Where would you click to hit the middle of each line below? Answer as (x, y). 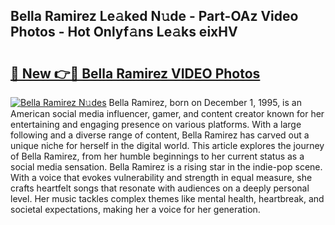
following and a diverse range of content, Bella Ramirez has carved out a (160, 135)
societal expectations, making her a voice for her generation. (135, 209)
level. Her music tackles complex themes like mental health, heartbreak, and (167, 198)
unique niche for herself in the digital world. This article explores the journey (167, 145)
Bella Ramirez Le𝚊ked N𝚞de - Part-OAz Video (154, 16)
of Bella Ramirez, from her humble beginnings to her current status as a (157, 156)
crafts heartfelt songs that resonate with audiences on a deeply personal (160, 188)
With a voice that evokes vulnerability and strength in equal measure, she (161, 177)
